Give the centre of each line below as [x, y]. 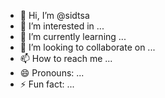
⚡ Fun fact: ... [47, 84]
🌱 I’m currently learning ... [73, 36]
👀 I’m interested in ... [62, 26]
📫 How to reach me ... [66, 58]
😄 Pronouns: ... [52, 73]
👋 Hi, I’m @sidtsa [54, 15]
